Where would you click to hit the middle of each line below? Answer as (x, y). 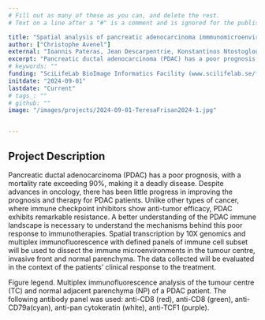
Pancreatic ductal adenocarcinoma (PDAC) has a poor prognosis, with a (125, 175)
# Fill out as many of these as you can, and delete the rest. (114, 15)
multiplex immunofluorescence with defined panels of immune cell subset (128, 242)
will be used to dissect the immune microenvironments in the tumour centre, (132, 250)
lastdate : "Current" (42, 88)
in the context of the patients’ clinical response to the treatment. (112, 267)
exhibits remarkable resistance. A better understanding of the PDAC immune (132, 217)
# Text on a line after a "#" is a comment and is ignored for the (121, 23)
